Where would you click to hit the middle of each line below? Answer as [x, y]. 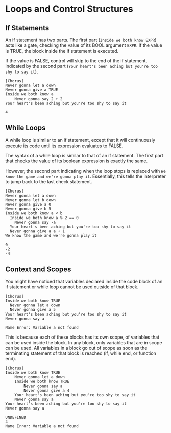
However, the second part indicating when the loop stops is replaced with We [86, 171]
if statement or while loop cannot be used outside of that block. [72, 287]
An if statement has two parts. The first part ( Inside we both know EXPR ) [81, 40]
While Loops [26, 128]
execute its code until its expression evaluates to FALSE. [64, 146]
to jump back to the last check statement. [49, 181]
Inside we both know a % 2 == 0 [44, 218]
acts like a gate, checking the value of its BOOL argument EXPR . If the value [84, 45]
